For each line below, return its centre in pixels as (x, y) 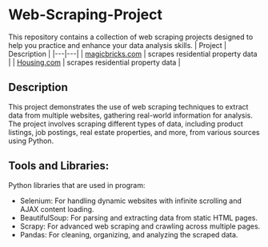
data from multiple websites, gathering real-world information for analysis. (131, 115)
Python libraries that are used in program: (77, 185)
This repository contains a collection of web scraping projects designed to (131, 37)
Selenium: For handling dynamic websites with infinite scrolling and (130, 201)
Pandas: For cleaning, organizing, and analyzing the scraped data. (129, 234)
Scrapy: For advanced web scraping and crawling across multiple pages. (140, 226)
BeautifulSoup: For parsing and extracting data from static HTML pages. (139, 217)
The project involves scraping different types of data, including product (126, 124)
